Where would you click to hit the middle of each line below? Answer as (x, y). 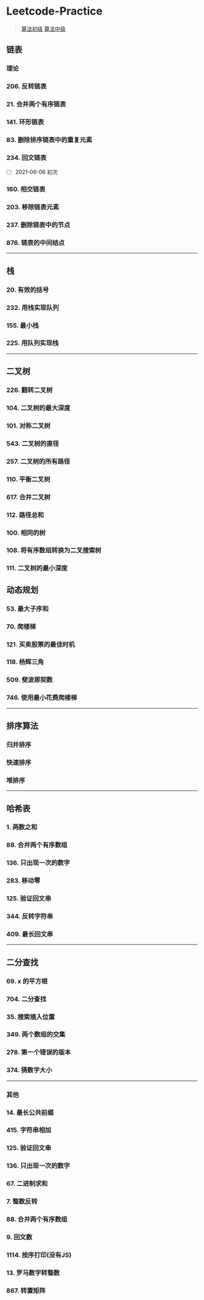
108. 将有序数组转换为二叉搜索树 (54, 550)
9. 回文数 (19, 1237)
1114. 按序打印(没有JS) (39, 1254)
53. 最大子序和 (28, 609)
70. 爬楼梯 (21, 626)
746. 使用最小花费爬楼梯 (42, 698)
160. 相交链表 (26, 190)
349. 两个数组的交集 (36, 1035)
